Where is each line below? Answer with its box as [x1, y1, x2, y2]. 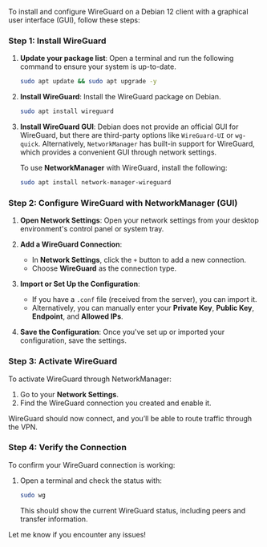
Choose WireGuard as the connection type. [31, 263, 177, 273]
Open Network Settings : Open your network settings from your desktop [19, 215, 259, 225]
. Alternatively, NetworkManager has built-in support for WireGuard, [38, 139, 255, 149]
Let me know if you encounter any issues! [8, 529, 147, 539]
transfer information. [19, 514, 88, 524]
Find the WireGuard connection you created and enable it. [19, 398, 212, 408]
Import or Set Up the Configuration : [19, 280, 140, 289]
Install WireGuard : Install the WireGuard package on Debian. [19, 92, 221, 102]
